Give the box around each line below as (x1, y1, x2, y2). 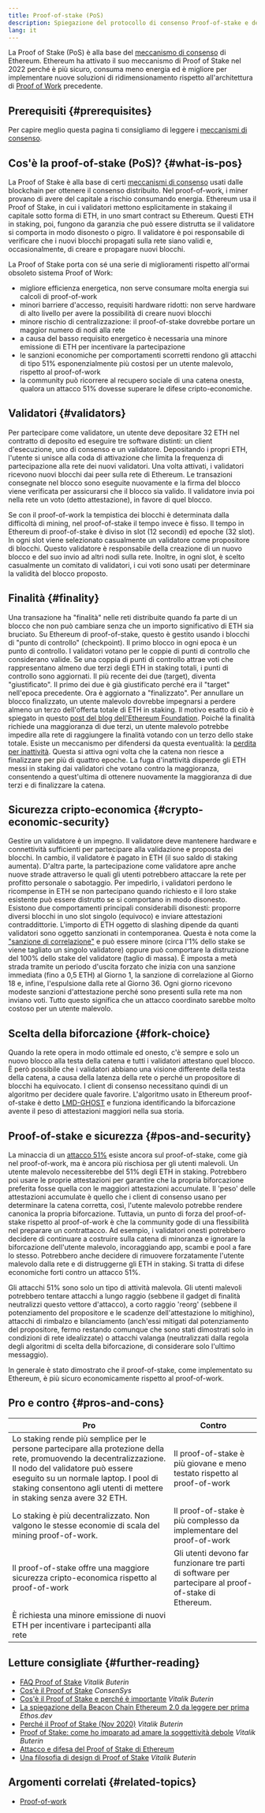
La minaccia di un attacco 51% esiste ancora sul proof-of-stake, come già (8, 1150, 248, 1160)
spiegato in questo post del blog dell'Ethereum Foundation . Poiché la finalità (8, 713, 256, 723)
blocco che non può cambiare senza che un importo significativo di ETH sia (8, 621, 254, 630)
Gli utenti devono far (173, 1547, 249, 1558)
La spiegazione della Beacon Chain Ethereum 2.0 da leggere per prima (19, 1702, 250, 1712)
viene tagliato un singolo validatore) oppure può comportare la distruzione (8, 945, 249, 955)
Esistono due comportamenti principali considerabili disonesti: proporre (8, 903, 241, 913)
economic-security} (8, 816, 110, 829)
